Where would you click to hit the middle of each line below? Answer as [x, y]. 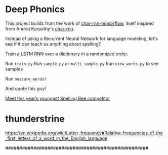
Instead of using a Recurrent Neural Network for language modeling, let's [82, 38]
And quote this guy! [26, 88]
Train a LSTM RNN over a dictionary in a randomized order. [67, 54]
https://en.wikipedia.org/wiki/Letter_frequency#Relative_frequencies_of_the [84, 133]
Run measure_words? [26, 79]
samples [14, 69]
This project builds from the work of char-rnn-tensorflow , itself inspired [80, 23]
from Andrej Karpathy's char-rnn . [40, 28]
